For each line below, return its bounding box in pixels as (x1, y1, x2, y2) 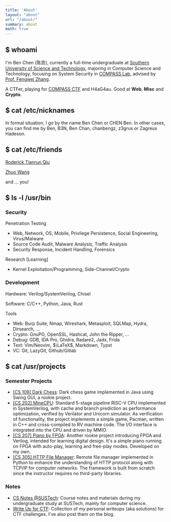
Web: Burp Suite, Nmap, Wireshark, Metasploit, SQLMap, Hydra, (12, 320, 148, 327)
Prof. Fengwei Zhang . (5, 76, 51, 82)
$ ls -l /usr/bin (5, 193, 51, 202)
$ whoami (5, 45, 37, 54)
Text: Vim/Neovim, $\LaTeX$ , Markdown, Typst (12, 342, 112, 348)
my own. (12, 449, 31, 455)
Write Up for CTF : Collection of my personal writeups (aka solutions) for (12, 506, 164, 512)
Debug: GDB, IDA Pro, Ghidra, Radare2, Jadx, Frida (12, 336, 120, 342)
